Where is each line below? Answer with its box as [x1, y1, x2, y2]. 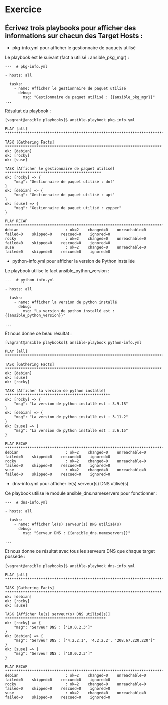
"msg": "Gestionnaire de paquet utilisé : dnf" [14, 179, 115, 184]
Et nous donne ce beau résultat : [5, 330, 72, 336]
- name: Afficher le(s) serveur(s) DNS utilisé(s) [14, 522, 122, 527]
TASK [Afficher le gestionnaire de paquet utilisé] [5, 166, 115, 171]
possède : [5, 553, 26, 559]
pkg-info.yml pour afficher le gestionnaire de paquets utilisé [12, 45, 136, 51]
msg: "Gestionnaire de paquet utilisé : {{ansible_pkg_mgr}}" [23, 95, 155, 100]
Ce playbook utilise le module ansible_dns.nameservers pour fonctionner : [5, 490, 158, 496]
